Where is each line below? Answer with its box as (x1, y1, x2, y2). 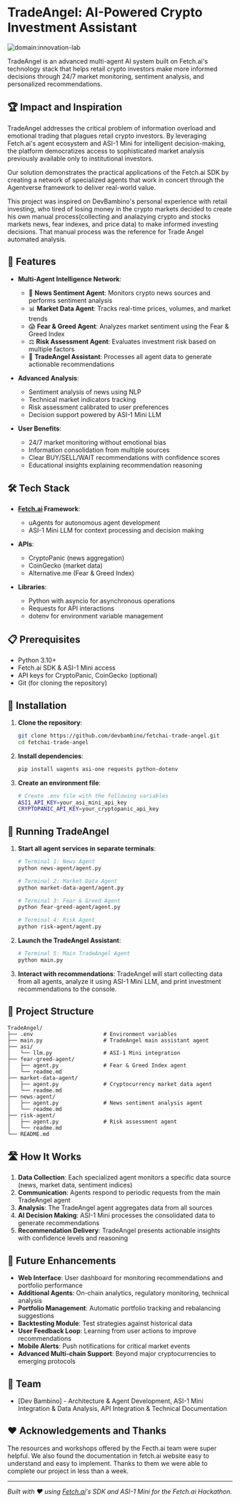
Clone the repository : (17, 718, 83, 727)
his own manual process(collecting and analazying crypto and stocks (7, 212, 211, 221)
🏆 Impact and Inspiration (7, 101, 123, 114)
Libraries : (17, 583, 47, 591)
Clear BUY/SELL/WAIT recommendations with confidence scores (28, 453, 220, 461)
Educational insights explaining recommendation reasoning (28, 461, 202, 469)
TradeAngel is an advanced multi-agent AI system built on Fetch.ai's (7, 56, 209, 65)
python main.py (17, 956, 64, 964)
